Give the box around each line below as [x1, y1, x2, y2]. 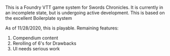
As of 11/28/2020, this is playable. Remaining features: [5, 25, 119, 31]
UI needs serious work [12, 46, 60, 51]
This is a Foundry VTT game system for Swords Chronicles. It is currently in [5, 5, 163, 10]
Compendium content [12, 35, 58, 41]
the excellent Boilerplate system [5, 15, 72, 21]
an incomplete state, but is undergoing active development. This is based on [5, 10, 165, 16]
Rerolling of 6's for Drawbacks [12, 40, 77, 46]
